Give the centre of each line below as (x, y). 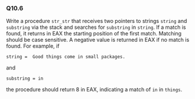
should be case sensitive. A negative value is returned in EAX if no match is (98, 40)
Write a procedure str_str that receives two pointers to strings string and (97, 21)
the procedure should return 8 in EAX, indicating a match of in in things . (94, 90)
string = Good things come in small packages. (66, 57)
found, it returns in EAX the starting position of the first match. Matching (94, 34)
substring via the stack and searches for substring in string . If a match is (96, 27)
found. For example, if (33, 46)
